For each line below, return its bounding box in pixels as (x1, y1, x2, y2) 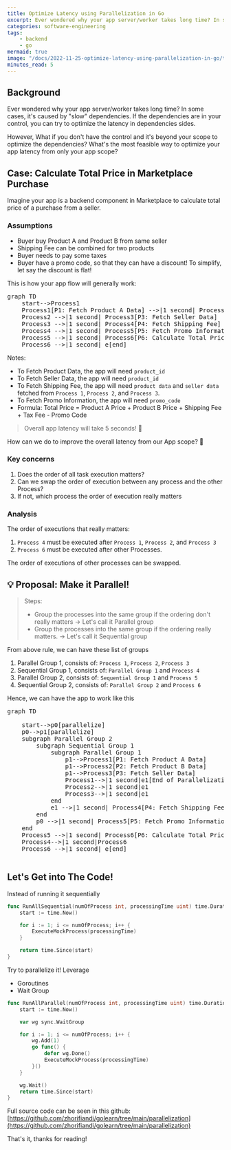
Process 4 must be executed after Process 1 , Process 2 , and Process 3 (16, 538, 217, 547)
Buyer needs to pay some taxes (16, 251, 107, 259)
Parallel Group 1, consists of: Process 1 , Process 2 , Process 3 (16, 658, 190, 667)
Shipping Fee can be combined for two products (16, 243, 155, 252)
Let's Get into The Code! (7, 871, 113, 883)
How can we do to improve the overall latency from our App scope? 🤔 (7, 437, 204, 446)
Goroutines (16, 979, 49, 987)
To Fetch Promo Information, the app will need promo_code (16, 396, 181, 404)
